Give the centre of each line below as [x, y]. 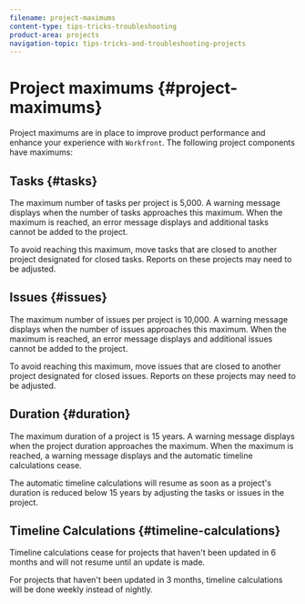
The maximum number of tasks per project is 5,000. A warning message [145, 203]
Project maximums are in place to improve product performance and [137, 133]
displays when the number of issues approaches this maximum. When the [148, 329]
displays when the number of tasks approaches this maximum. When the [146, 212]
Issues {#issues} [58, 297]
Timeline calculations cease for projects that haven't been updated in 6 [142, 553]
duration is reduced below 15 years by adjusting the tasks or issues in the [147, 492]
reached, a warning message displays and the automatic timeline [131, 456]
